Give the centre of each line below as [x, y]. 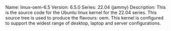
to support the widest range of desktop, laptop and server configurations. [83, 23]
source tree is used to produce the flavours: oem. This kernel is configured [84, 18]
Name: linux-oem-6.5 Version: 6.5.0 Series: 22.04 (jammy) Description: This [85, 7]
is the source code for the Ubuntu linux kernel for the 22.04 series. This [81, 12]
